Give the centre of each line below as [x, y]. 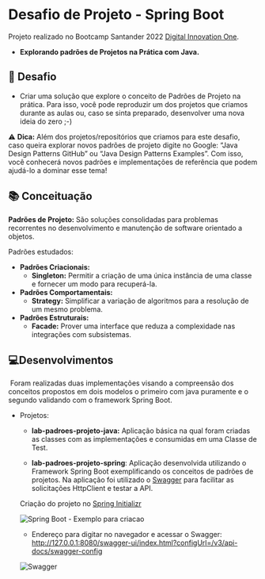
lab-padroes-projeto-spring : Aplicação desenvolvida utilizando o [139, 463]
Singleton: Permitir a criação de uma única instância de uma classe [142, 275]
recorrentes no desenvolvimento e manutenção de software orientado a [125, 228]
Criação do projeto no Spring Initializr [81, 504]
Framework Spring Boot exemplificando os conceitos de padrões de [142, 472]
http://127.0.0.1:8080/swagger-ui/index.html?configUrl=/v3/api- [134, 543]
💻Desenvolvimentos [61, 360]
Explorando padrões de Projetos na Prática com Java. [110, 52]
